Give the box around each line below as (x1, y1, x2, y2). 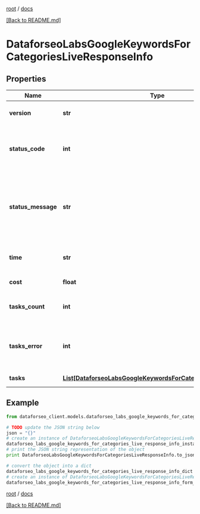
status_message (9, 203, 58, 211)
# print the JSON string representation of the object (6, 447, 145, 453)
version (9, 109, 32, 117)
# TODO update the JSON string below (6, 424, 100, 431)
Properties (6, 74, 46, 84)
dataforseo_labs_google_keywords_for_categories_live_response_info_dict (6, 468, 193, 474)
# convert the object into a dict (6, 463, 92, 469)
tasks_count (9, 303, 45, 310)
